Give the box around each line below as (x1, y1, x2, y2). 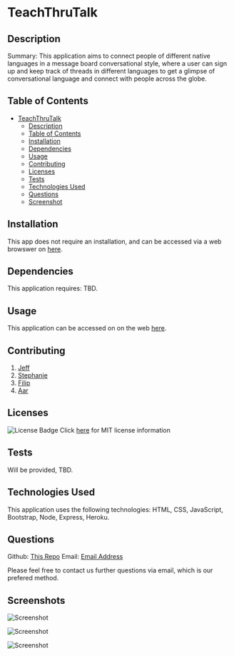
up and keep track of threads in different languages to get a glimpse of (7, 67, 215, 75)
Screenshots (7, 594, 66, 607)
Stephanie (17, 371, 48, 380)
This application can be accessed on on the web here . (7, 324, 167, 333)
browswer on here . (7, 244, 63, 253)
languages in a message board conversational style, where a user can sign (7, 59, 227, 68)
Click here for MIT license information (59, 425, 171, 434)
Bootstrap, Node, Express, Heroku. (7, 513, 110, 521)
